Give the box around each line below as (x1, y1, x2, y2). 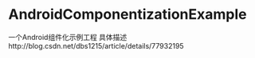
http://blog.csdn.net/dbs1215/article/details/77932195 (8, 41, 185, 50)
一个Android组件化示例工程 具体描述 (8, 32, 127, 42)
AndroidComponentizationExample (8, 5, 247, 24)
